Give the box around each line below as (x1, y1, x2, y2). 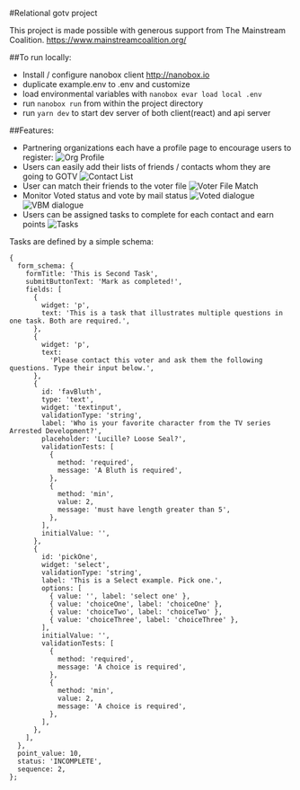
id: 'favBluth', (41, 387, 102, 396)
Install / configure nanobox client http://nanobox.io (22, 69, 210, 80)
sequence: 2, (17, 765, 66, 774)
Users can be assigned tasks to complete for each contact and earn (22, 209, 274, 219)
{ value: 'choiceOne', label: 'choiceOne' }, (49, 599, 223, 608)
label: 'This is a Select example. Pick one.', (41, 576, 223, 585)
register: (22, 152, 54, 163)
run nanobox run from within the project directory (22, 98, 204, 109)
